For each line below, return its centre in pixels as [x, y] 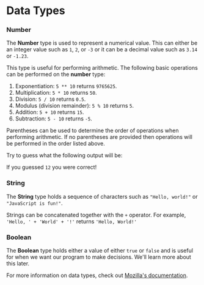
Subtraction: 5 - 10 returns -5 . [54, 119]
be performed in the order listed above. [56, 144]
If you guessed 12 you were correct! [52, 167]
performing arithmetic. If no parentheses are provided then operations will [99, 137]
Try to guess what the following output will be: [64, 155]
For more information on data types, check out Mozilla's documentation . [97, 275]
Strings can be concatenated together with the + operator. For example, [96, 215]
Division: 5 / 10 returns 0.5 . [50, 99]
